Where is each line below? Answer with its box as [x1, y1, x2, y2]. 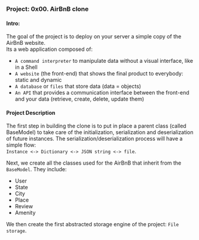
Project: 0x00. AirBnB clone [6, 5, 89, 13]
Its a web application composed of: [6, 45, 93, 53]
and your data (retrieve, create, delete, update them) [14, 95, 145, 103]
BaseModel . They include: [6, 166, 67, 173]
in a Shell [14, 63, 38, 71]
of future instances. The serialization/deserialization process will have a [6, 135, 183, 142]
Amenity [14, 209, 36, 217]
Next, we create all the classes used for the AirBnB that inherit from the [6, 159, 182, 166]
